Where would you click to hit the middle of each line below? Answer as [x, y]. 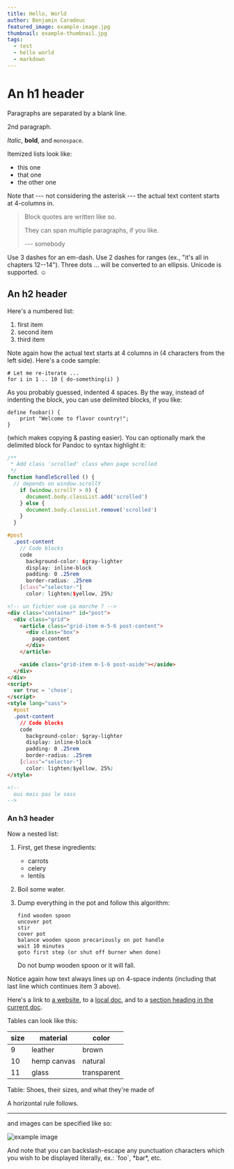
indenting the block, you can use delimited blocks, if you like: [95, 400]
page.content [51, 639]
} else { [32, 503]
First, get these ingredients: [57, 847]
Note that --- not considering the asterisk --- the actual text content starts [114, 196]
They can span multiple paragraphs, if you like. [92, 230]
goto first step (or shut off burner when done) [89, 952]
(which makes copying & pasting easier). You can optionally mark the [106, 437]
